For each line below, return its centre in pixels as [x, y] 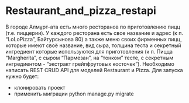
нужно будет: [22, 76]
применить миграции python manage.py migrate [74, 94]
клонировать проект [39, 87]
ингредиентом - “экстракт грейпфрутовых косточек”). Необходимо [90, 64]
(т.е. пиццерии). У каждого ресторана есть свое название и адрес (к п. [94, 33]
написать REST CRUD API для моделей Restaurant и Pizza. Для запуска [94, 70]
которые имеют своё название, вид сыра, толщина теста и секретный [94, 45]
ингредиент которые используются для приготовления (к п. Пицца [89, 51]
